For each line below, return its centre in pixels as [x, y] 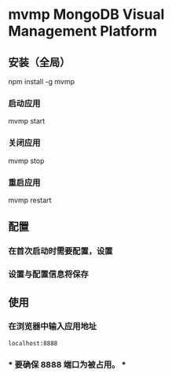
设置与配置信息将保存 [48, 275]
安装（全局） [39, 62]
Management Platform [83, 31]
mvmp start [27, 121]
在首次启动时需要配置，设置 [60, 251]
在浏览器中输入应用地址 [52, 327]
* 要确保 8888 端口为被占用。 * [67, 364]
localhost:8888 [33, 343]
